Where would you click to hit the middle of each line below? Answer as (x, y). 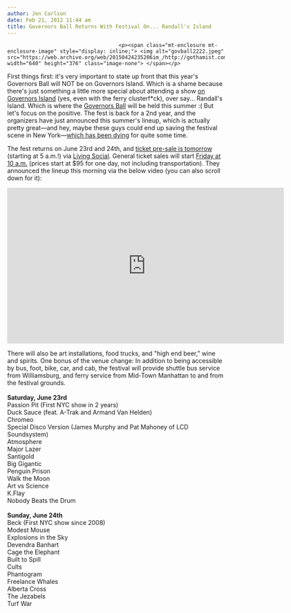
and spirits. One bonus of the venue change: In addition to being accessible (115, 361)
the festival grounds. (36, 383)
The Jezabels (27, 596)
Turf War (20, 604)
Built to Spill (24, 560)
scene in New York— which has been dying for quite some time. (97, 135)
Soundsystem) (28, 434)
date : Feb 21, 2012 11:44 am (49, 20)
